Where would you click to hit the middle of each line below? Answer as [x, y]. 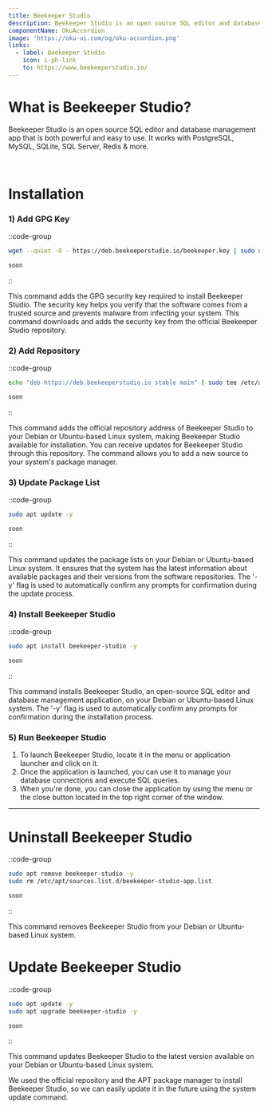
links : [19, 46]
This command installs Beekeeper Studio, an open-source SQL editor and [129, 692]
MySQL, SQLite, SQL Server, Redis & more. [79, 146]
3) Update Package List [54, 482]
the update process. [41, 594]
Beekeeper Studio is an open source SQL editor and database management [132, 129]
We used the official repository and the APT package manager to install [126, 1080]
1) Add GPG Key [39, 219]
